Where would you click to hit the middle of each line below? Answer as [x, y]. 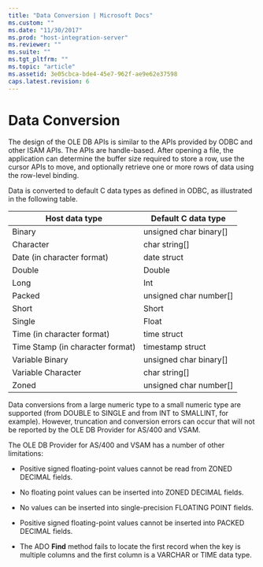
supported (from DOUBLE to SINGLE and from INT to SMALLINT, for [119, 413]
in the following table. [43, 199]
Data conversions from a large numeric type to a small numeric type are [125, 405]
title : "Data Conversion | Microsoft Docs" [81, 15]
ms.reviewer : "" [35, 45]
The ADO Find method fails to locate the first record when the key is [130, 547]
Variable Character [47, 372]
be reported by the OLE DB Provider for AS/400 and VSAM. [104, 430]
